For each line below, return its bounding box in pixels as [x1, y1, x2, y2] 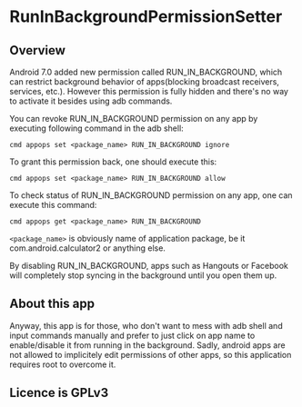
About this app [9, 296, 96, 312]
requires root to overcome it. [9, 359, 116, 370]
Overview [9, 43, 66, 58]
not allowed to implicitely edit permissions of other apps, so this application [9, 349, 292, 360]
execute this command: [9, 200, 97, 210]
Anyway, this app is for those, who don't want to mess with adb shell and [9, 320, 284, 331]
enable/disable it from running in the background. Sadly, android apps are [9, 339, 286, 351]
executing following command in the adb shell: [9, 123, 184, 134]
